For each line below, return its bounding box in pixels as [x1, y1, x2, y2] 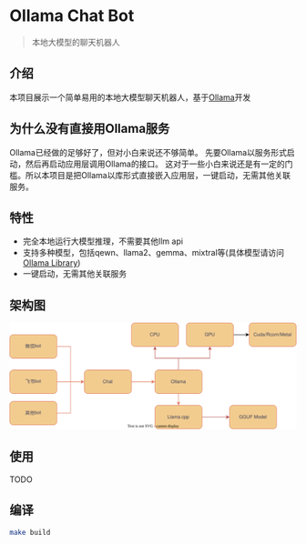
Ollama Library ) [22, 257, 81, 268]
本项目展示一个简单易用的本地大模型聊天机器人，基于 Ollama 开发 [9, 92, 251, 103]
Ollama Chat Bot [9, 5, 135, 26]
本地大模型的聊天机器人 [31, 36, 120, 47]
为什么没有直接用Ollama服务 [9, 121, 170, 136]
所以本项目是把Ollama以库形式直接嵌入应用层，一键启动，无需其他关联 [25, 169, 291, 180]
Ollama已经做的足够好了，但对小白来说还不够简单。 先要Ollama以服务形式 [9, 146, 287, 157]
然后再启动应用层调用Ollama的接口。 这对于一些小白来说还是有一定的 [25, 158, 285, 169]
